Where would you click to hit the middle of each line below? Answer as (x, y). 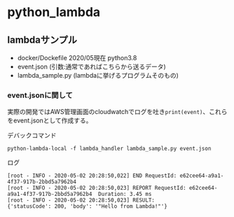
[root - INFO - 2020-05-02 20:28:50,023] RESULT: (81, 200)
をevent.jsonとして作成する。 (50, 120)
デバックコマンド (32, 135)
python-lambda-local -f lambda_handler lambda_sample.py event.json (109, 149)
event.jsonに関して (40, 95)
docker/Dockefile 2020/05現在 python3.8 (77, 58)
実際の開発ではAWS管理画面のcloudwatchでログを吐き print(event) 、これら (117, 112)
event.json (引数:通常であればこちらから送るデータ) (91, 66)
